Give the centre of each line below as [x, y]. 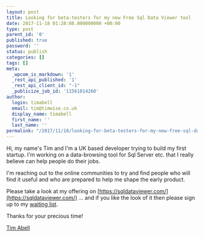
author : [16, 97]
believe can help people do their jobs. [53, 161]
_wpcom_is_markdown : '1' [43, 74]
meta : [13, 69]
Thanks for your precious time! [45, 216]
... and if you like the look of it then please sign [137, 198]
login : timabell [32, 102]
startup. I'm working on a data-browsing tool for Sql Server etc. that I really [100, 155]
